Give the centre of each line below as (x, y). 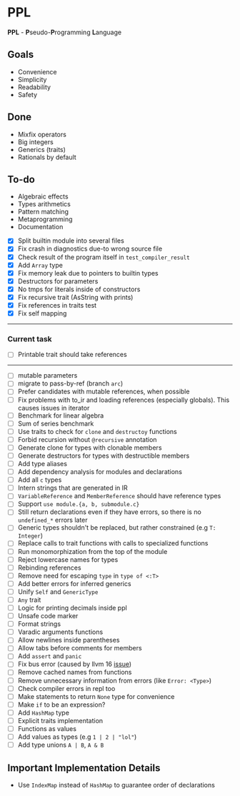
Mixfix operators (42, 134)
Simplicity (32, 79)
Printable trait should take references (72, 355)
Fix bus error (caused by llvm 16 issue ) (75, 664)
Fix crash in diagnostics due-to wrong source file (90, 249)
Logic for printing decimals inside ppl (72, 608)
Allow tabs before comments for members (80, 648)
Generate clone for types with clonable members (90, 448)
